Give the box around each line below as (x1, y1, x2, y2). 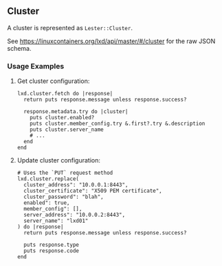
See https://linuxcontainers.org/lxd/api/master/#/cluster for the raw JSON (7, 37, 216, 45)
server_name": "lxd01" (23, 217, 89, 225)
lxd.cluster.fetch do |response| (16, 90, 113, 97)
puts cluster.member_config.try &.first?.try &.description (30, 120, 206, 128)
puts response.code (23, 247, 79, 254)
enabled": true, (23, 199, 70, 206)
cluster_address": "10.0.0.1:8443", (23, 182, 129, 189)
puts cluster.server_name (30, 126, 104, 133)
